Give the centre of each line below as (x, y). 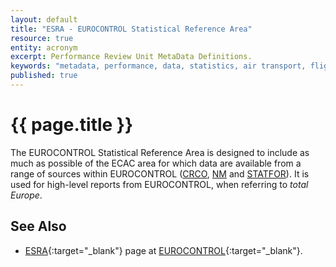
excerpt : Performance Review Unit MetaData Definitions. (131, 57)
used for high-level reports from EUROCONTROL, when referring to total (159, 184)
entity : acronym (44, 47)
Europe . (26, 195)
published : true (44, 76)
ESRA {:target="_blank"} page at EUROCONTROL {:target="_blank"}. (163, 250)
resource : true (42, 38)
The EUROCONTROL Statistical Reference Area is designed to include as (160, 152)
